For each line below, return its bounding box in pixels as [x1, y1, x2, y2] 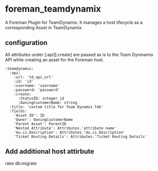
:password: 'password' [14, 87, 60, 92]
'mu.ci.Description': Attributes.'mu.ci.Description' [14, 130, 125, 135]
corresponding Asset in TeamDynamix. [5, 24, 83, 30]
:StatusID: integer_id [18, 96, 64, 101]
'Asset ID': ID [14, 113, 45, 118]
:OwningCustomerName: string [18, 100, 78, 105]
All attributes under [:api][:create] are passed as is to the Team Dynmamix [5, 51, 154, 57]
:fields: [9, 108, 27, 114]
